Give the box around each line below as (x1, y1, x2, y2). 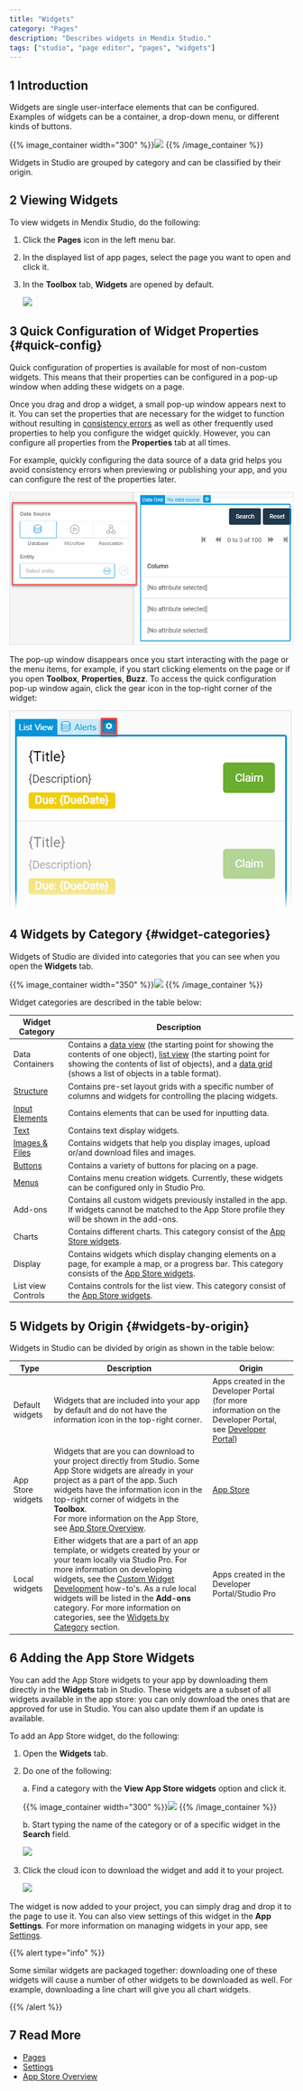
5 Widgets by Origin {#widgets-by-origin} (9, 1318, 250, 1334)
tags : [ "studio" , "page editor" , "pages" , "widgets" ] (9, 43, 216, 52)
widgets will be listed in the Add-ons (53, 1593, 191, 1604)
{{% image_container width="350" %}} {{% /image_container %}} (9, 979, 263, 989)
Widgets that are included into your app (53, 1394, 200, 1405)
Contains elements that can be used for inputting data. (67, 1108, 270, 1119)
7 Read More (9, 2028, 81, 2043)
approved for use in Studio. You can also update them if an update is (9, 1703, 264, 1714)
